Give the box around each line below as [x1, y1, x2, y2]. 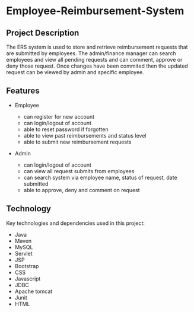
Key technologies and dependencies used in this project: [6, 219, 145, 227]
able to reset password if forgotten [23, 126, 109, 133]
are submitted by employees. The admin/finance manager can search [6, 50, 176, 57]
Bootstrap [14, 262, 39, 269]
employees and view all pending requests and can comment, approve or [6, 56, 183, 63]
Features [6, 86, 40, 96]
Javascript [14, 275, 41, 282]
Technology [6, 203, 52, 214]
